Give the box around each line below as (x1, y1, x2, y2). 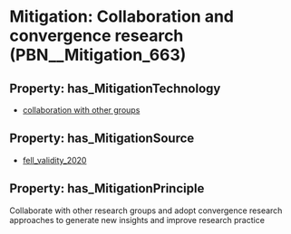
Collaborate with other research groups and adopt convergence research (9, 205, 283, 216)
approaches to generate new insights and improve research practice (9, 214, 266, 225)
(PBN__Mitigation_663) (9, 45, 187, 65)
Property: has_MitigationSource (9, 131, 195, 146)
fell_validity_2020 (22, 154, 87, 165)
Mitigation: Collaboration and (9, 6, 234, 27)
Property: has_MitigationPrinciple (9, 181, 205, 196)
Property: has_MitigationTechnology (9, 80, 221, 96)
